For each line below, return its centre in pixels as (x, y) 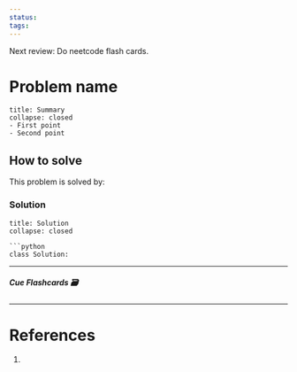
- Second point (37, 134)
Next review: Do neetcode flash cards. (79, 50)
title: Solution (39, 223)
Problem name (64, 86)
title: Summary (37, 110)
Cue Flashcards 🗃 (44, 283)
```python (27, 246)
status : (23, 17)
